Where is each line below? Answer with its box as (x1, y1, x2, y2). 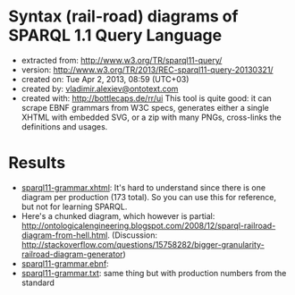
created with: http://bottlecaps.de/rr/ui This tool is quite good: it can (21, 92, 272, 104)
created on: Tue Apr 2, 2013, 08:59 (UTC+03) (21, 73, 190, 84)
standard (21, 277, 55, 288)
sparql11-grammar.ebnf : (21, 257, 109, 269)
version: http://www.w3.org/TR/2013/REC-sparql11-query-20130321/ (21, 64, 274, 75)
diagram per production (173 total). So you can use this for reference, (21, 191, 277, 202)
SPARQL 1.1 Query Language (8, 25, 223, 46)
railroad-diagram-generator (21, 249, 123, 259)
